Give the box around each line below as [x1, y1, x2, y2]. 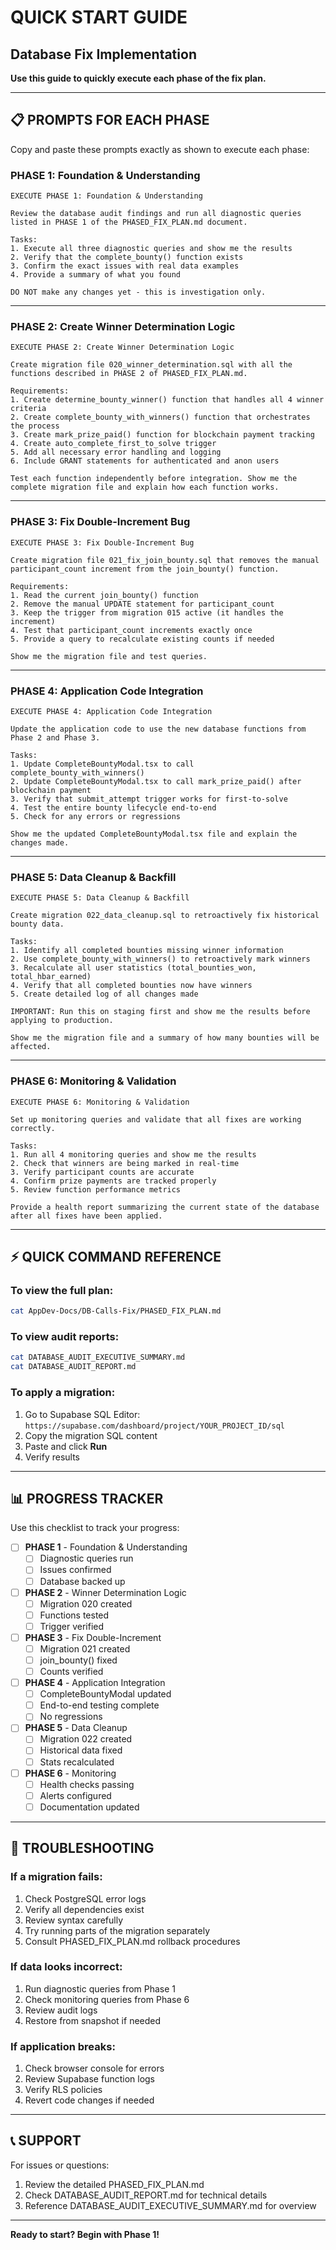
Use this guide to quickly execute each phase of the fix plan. [10, 72, 267, 84]
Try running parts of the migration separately [24, 1924, 211, 1936]
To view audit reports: [10, 1330, 120, 1344]
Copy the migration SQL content [24, 1429, 158, 1441]
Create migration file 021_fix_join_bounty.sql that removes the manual [10, 555, 320, 565]
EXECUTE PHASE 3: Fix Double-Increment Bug [10, 537, 195, 548]
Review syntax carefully [24, 1914, 124, 1926]
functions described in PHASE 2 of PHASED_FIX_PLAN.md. [10, 369, 248, 379]
